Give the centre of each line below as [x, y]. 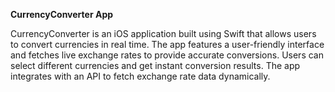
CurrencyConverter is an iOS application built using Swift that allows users [163, 33]
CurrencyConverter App [62, 14]
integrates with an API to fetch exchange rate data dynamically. [140, 76]
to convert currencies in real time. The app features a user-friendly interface [167, 44]
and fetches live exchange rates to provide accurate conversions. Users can [167, 55]
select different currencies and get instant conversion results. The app [155, 65]
